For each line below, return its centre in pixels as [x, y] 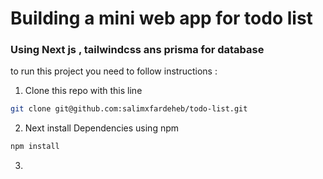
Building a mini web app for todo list [161, 18]
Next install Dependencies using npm [102, 128]
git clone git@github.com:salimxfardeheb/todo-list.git [129, 109]
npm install [35, 147]
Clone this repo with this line [83, 91]
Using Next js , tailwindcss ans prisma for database [137, 50]
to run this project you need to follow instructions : [114, 71]
